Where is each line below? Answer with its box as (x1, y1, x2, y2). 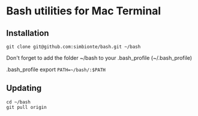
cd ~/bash (6, 99, 31, 105)
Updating (6, 83, 42, 93)
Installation (6, 28, 49, 38)
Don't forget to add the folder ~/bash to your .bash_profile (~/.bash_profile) (6, 54, 193, 61)
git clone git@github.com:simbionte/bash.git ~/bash (6, 44, 141, 50)
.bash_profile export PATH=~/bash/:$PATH (6, 66, 106, 73)
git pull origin (6, 104, 47, 110)
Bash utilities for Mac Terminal (6, 4, 161, 18)
